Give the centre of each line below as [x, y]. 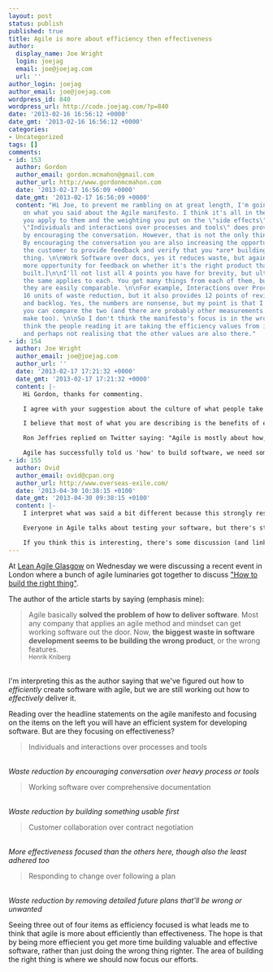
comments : [25, 152]
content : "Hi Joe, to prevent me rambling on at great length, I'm [132, 205]
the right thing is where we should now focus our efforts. [104, 959]
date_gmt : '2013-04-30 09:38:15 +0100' [83, 498]
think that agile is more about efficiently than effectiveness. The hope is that [136, 933]
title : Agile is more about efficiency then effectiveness [110, 39]
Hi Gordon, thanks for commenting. [83, 394]
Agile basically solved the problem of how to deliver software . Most [143, 614]
